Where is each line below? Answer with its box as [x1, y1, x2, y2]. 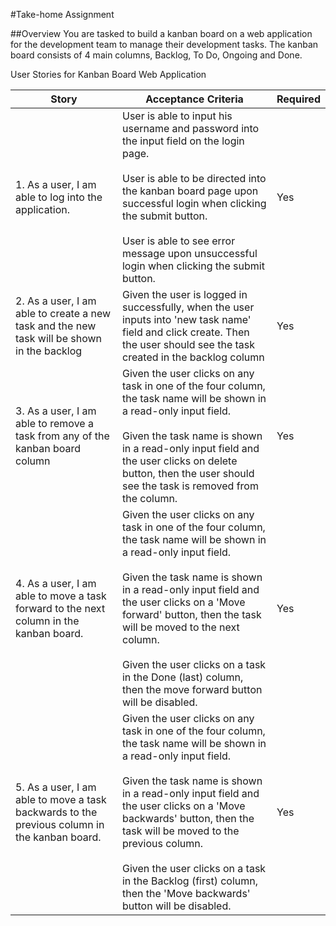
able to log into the [15, 190, 103, 204]
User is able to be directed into [121, 172, 267, 185]
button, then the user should [121, 467, 255, 480]
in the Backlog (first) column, [121, 874, 259, 888]
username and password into [121, 122, 260, 135]
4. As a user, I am [15, 577, 97, 590]
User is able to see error [121, 234, 236, 248]
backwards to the [15, 805, 98, 819]
